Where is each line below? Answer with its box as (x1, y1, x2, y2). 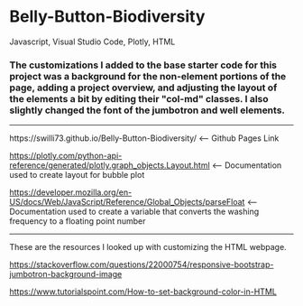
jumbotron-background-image (9, 269, 123, 280)
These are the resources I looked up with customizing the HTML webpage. (9, 242, 287, 253)
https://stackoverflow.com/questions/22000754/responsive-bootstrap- (9, 259, 274, 270)
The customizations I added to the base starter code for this (9, 59, 278, 71)
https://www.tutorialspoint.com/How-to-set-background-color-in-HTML (9, 286, 277, 297)
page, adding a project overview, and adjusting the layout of (9, 81, 278, 94)
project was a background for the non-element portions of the (9, 70, 287, 82)
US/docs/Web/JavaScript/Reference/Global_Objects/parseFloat (9, 197, 245, 208)
